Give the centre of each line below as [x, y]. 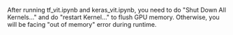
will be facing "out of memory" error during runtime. [82, 24]
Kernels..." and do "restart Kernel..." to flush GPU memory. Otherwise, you [113, 17]
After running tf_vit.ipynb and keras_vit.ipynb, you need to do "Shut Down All [117, 10]
